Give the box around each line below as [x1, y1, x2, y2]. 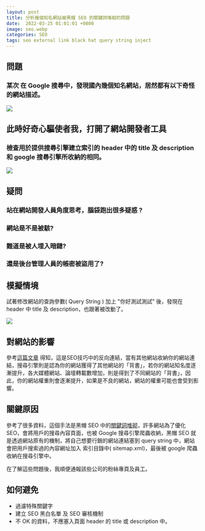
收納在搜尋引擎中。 [6, 452, 55, 459]
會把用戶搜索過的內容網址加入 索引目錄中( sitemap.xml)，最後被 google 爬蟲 [6, 444, 198, 451]
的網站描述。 [6, 91, 45, 99]
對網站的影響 [6, 336, 55, 347]
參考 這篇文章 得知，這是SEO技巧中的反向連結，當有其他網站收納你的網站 [6, 354, 190, 362]
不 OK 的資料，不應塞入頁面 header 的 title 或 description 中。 [15, 518, 171, 525]
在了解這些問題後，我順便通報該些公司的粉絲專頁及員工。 [6, 465, 151, 472]
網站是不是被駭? [6, 224, 54, 232]
